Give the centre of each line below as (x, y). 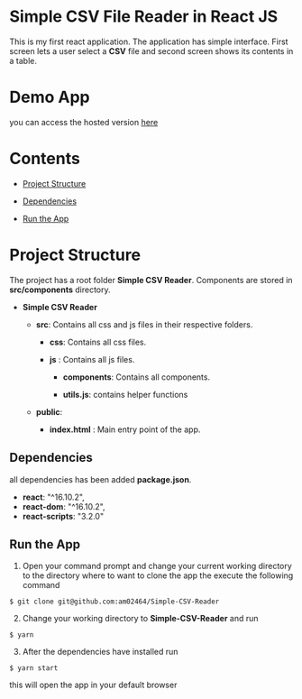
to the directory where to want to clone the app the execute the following (158, 575)
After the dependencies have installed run (100, 652)
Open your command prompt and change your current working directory (157, 566)
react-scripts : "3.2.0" (63, 516)
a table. (23, 60)
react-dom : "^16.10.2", (64, 506)
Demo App (50, 97)
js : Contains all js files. (92, 359)
